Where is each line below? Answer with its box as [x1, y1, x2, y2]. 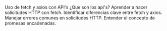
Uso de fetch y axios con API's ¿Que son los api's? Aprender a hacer [5, 4, 148, 10]
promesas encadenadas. [5, 20, 57, 26]
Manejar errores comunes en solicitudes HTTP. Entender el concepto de [5, 15, 155, 20]
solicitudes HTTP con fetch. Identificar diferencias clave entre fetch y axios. [5, 9, 162, 15]
